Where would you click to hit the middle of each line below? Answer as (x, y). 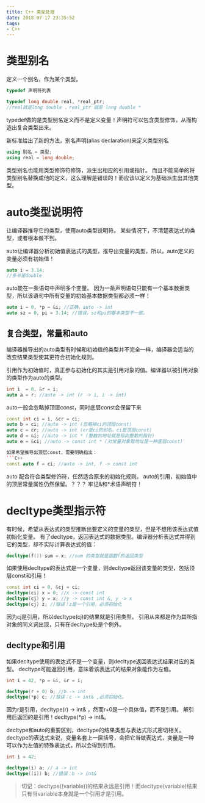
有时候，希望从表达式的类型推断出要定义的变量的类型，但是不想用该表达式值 (103, 529)
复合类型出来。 (36, 127)
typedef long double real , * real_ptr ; (56, 102)
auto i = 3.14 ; (26, 270)
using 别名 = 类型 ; (29, 152)
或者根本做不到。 (38, 238)
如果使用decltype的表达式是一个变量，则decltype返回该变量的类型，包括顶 (101, 568)
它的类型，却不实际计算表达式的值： (52, 544)
